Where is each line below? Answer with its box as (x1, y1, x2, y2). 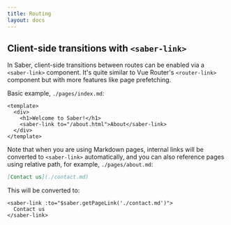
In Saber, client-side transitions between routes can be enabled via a (7, 61, 204, 70)
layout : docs (7, 17, 45, 24)
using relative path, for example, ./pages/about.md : (7, 160, 154, 169)
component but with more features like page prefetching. (7, 76, 172, 84)
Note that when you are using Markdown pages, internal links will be (7, 146, 204, 154)
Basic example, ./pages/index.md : (7, 89, 105, 98)
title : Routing (7, 10, 52, 17)
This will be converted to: (7, 186, 80, 195)
